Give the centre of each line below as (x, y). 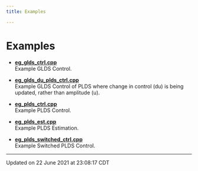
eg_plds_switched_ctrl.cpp (49, 139)
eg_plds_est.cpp (35, 121)
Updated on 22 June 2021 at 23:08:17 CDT (58, 162)
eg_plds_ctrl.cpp (36, 104)
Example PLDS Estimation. (47, 128)
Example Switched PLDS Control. (55, 146)
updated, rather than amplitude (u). (57, 93)
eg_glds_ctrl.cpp (36, 62)
